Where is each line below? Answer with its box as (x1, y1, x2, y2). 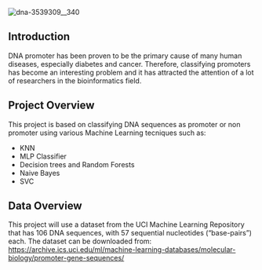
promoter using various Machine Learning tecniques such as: (8, 128, 206, 137)
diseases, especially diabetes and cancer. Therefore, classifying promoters (8, 59, 251, 68)
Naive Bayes (19, 168, 60, 177)
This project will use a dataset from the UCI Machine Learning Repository (8, 220, 245, 229)
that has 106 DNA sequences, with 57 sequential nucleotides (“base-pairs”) (8, 228, 253, 238)
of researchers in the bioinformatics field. (8, 75, 142, 86)
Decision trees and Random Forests (19, 159, 135, 169)
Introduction (8, 30, 71, 43)
